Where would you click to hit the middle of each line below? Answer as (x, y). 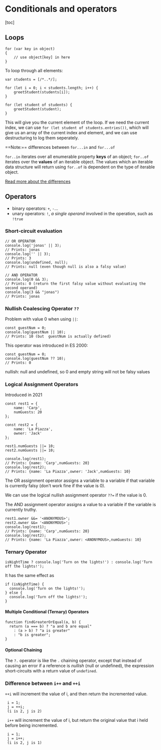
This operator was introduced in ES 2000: (47, 346)
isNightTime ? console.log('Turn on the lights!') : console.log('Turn (79, 562)
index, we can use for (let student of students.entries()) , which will (77, 128)
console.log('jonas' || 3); (33, 245)
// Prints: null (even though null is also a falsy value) (66, 267)
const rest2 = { (21, 425)
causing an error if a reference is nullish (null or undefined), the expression (80, 666)
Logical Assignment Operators (42, 384)
